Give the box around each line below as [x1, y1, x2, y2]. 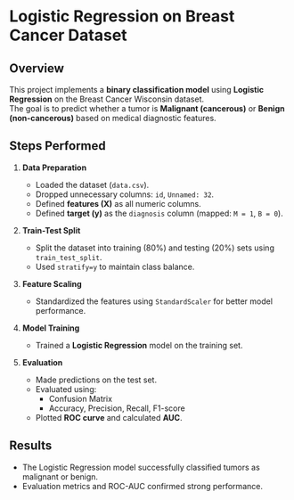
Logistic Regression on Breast [9, 6, 235, 27]
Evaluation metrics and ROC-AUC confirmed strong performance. [21, 480, 263, 491]
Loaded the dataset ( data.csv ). [35, 179, 150, 190]
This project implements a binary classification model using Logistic [9, 85, 265, 94]
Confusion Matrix [48, 393, 113, 404]
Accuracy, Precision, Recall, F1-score [48, 403, 185, 414]
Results [9, 439, 53, 454]
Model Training [21, 323, 80, 333]
